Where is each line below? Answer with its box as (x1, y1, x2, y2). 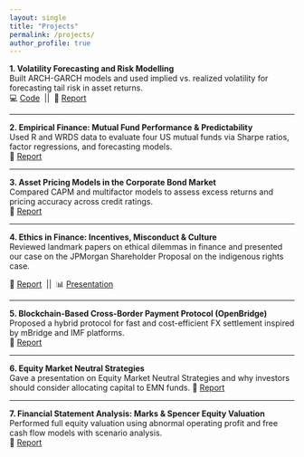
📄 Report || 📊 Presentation (9, 279, 114, 290)
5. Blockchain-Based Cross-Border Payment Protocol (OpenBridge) (9, 309, 268, 319)
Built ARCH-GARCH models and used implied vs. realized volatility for (9, 73, 269, 84)
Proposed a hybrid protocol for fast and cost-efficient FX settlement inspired (9, 318, 295, 328)
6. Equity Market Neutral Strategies (9, 363, 145, 374)
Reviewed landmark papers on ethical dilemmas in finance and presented (9, 242, 283, 252)
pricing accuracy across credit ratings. (9, 196, 154, 207)
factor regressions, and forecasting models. (9, 141, 173, 152)
